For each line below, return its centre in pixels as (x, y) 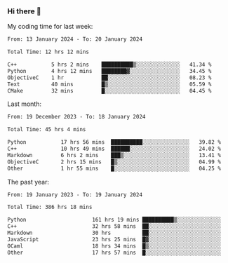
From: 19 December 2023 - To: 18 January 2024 (76, 117)
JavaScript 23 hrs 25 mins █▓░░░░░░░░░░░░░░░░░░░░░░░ (114, 239)
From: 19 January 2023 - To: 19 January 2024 (75, 195)
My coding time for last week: (50, 27)
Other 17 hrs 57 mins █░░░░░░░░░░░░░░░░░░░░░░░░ (114, 252)
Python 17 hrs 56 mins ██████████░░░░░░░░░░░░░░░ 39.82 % (114, 142)
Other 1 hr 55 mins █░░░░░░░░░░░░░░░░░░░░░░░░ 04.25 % (114, 168)
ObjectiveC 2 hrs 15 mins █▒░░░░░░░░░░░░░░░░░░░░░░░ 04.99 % (114, 162)
